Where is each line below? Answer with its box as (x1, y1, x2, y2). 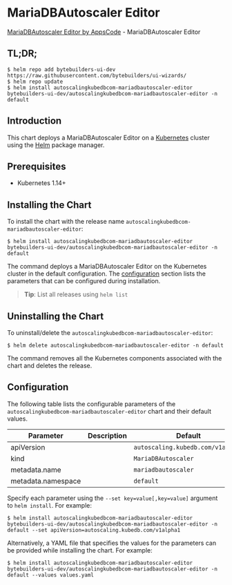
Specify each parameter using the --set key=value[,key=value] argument (7, 494, 218, 502)
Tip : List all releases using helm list (23, 290, 128, 298)
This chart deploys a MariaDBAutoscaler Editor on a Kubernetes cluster (7, 133, 210, 142)
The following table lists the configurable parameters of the (7, 399, 176, 408)
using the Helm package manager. (7, 140, 105, 149)
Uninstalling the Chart (7, 310, 104, 322)
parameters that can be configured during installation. (7, 277, 161, 285)
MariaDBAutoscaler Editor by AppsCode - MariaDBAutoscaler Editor (7, 28, 201, 36)
